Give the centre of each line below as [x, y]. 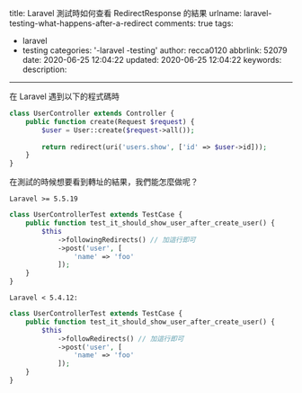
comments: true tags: [194, 23]
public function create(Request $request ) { [110, 121]
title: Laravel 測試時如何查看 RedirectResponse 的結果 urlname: [126, 13]
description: [44, 69]
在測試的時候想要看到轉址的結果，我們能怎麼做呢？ [104, 182]
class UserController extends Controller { [92, 113]
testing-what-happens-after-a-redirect [81, 23]
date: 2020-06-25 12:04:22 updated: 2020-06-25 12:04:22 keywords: [152, 60]
